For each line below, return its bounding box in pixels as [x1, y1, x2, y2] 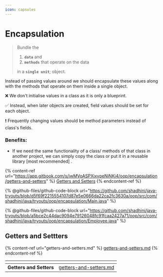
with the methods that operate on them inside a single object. [5, 83, 128, 89]
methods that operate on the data [24, 59, 90, 65]
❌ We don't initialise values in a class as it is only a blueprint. [5, 92, 127, 98]
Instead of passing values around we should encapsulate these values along [5, 78, 158, 84]
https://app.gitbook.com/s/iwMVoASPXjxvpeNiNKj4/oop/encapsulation [15, 173, 158, 179]
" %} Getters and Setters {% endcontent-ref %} [46, 178, 142, 184]
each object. [5, 108, 30, 114]
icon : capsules [5, 7, 36, 12]
